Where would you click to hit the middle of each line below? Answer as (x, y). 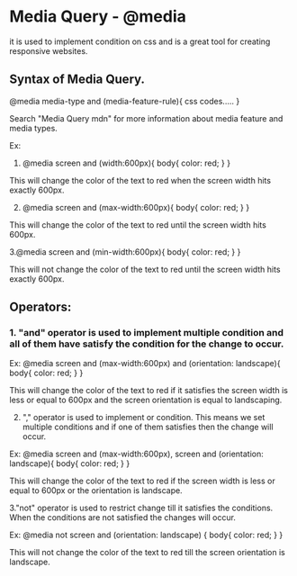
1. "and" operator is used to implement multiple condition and (146, 333)
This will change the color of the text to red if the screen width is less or (143, 481)
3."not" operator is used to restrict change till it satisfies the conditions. (141, 508)
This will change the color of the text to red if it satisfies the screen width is (148, 391)
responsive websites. (49, 50)
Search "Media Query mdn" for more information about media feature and (146, 118)
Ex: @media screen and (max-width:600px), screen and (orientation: (136, 454)
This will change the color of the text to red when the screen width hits (140, 180)
